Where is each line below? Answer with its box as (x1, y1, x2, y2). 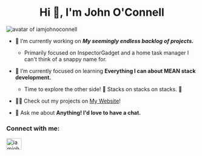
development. (15, 73, 52, 81)
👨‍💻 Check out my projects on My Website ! (15, 97, 121, 104)
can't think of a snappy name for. (24, 55, 107, 63)
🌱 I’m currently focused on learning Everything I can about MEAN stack (15, 67, 196, 75)
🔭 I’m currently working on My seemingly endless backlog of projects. (15, 37, 194, 44)
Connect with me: (6, 124, 60, 132)
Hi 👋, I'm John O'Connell (39, 5, 165, 19)
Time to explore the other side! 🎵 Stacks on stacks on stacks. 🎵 (24, 85, 183, 93)
